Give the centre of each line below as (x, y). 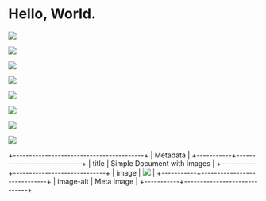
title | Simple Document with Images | (154, 163)
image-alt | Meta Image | (98, 181)
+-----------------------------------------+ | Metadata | (99, 155)
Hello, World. (52, 14)
